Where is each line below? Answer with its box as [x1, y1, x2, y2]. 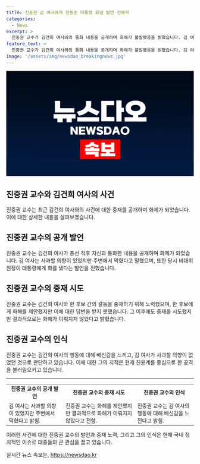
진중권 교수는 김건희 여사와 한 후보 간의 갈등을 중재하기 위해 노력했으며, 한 [6, 300, 177, 307]
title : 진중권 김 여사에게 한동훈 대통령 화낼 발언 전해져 [6, 10, 129, 15]
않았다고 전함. [65, 416, 98, 424]
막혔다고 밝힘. [8, 416, 40, 424]
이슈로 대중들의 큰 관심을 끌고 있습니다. [21, 438, 113, 446]
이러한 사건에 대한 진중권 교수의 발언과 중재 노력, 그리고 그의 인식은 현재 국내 [6, 431, 184, 438]
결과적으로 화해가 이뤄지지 [71, 409, 133, 416]
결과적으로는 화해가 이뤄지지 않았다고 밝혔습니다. [12, 315, 126, 322]
